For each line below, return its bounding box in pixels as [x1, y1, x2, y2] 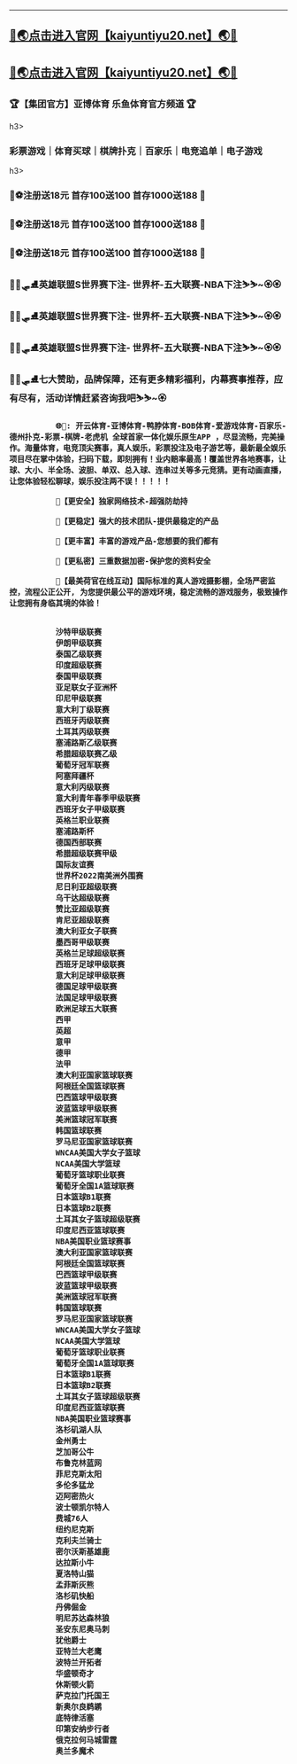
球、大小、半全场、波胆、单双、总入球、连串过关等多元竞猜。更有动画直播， [9, 464, 286, 475]
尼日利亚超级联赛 [55, 881, 118, 892]
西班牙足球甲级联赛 [55, 959, 126, 969]
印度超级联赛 [55, 660, 103, 670]
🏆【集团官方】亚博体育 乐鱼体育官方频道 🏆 [9, 98, 197, 110]
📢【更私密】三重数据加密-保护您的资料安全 [55, 556, 211, 566]
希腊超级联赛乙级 [55, 748, 118, 759]
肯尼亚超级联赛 [55, 915, 110, 925]
